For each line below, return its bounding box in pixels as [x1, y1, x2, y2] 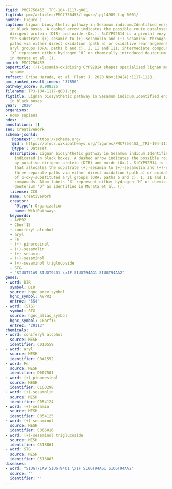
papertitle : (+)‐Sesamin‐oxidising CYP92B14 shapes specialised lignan [5, 65, 161, 70]
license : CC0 [10, 189, 38, 194]
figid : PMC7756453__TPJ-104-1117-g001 [5, 7, 88, 13]
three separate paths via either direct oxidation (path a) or [14, 170, 153, 175]
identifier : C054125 [10, 413, 54, 419]
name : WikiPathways [14, 208, 56, 213]
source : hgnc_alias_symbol [10, 313, 68, 318]
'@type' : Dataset [10, 146, 47, 152]
